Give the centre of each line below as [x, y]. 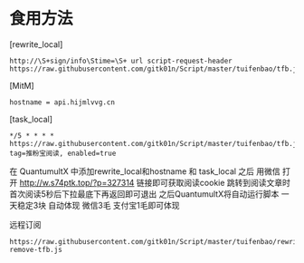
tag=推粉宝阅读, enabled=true [63, 153]
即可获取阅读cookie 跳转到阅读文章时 [222, 182]
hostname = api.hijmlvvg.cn [62, 102]
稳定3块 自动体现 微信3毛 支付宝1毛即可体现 [98, 205]
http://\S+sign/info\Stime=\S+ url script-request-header [121, 61]
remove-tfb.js [36, 249]
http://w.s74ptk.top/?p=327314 [77, 182]
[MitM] [22, 85]
